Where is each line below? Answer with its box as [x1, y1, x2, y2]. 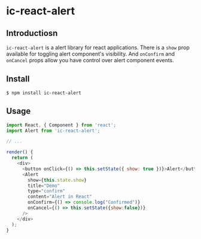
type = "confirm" [28, 188, 66, 194]
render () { [6, 149, 33, 155]
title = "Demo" [28, 183, 60, 189]
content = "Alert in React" [28, 193, 93, 200]
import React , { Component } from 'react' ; [6, 122, 117, 128]
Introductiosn [6, 28, 58, 38]
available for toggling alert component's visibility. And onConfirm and [6, 50, 175, 58]
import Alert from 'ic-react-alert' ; [6, 128, 100, 134]
